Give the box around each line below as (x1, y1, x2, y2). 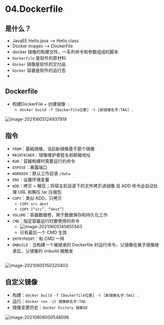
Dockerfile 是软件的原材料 (12, 55, 66, 61)
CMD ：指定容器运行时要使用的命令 (12, 218, 80, 224)
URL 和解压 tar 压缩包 (18, 189, 62, 195)
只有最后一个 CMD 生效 (19, 229, 67, 235)
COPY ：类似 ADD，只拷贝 (12, 195, 63, 201)
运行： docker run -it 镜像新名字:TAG (12, 298, 86, 304)
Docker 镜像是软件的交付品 (12, 61, 66, 67)
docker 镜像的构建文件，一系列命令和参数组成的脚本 (12, 49, 119, 55)
